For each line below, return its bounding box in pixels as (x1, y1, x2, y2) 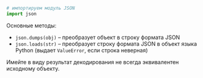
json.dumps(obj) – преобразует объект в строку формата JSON (15, 34, 180, 41)
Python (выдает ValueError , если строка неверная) (15, 46, 148, 54)
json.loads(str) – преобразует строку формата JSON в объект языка (15, 40, 197, 48)
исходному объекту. (6, 65, 60, 72)
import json (6, 10, 37, 17)
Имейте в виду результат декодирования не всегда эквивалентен (6, 58, 179, 66)
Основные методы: (6, 21, 57, 29)
